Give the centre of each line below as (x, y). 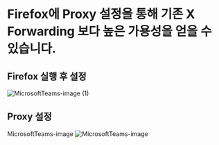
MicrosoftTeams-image (41, 134)
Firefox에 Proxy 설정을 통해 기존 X (101, 14)
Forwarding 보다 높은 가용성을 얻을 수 (110, 31)
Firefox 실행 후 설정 (47, 76)
